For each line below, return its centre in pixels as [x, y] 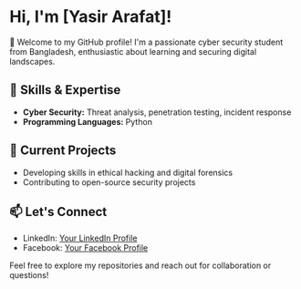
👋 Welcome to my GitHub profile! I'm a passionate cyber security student [146, 42]
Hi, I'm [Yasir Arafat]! [91, 17]
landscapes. [32, 61]
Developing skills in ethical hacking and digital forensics [128, 172]
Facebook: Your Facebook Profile [85, 248]
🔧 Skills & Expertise [65, 90]
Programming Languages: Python [88, 121]
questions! [29, 275]
